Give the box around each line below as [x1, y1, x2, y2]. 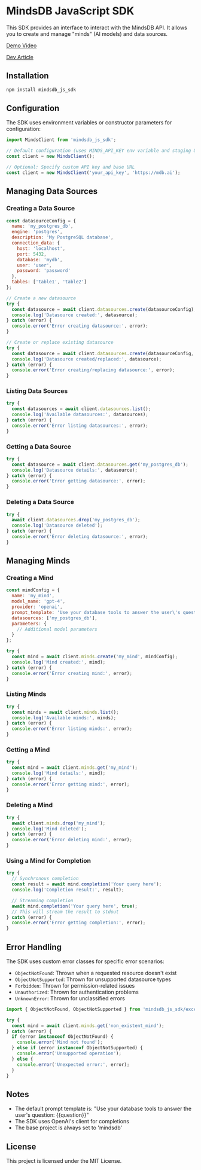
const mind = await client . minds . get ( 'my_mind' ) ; [11, 765, 138, 771]
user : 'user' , [17, 262, 52, 268]
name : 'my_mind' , [11, 593, 55, 599]
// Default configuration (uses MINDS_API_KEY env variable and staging [6, 148, 191, 154]
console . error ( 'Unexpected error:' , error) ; [17, 1061, 130, 1068]
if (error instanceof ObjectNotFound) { [11, 1034, 114, 1040]
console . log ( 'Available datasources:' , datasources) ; [11, 411, 148, 418]
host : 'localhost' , [17, 245, 66, 252]
